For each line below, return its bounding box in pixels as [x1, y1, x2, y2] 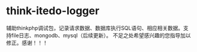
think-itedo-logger [6, 4, 100, 18]
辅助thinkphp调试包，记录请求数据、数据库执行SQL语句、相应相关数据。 [6, 24, 184, 31]
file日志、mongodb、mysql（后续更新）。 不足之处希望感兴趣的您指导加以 [11, 31, 191, 39]
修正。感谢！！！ [6, 39, 48, 46]
